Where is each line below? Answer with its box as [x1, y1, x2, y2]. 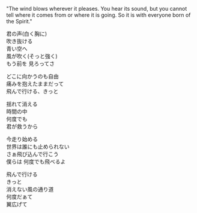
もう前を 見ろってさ [6, 60, 55, 67]
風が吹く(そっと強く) [6, 53, 58, 59]
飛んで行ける [6, 171, 38, 178]
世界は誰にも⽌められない [6, 143, 70, 150]
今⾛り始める [6, 136, 38, 142]
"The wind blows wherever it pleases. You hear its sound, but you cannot [6, 5, 187, 12]
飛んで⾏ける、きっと [6, 88, 59, 95]
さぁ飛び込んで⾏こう [6, 151, 59, 157]
